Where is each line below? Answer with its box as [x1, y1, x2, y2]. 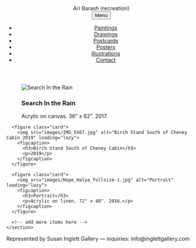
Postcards [93, 37, 119, 44]
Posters [96, 43, 116, 51]
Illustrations [91, 50, 121, 57]
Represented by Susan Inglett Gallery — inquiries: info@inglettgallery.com [6, 235, 190, 243]
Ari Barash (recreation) [73, 5, 130, 11]
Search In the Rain [21, 98, 76, 107]
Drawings [93, 31, 118, 37]
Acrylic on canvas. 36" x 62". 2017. [21, 113, 108, 120]
